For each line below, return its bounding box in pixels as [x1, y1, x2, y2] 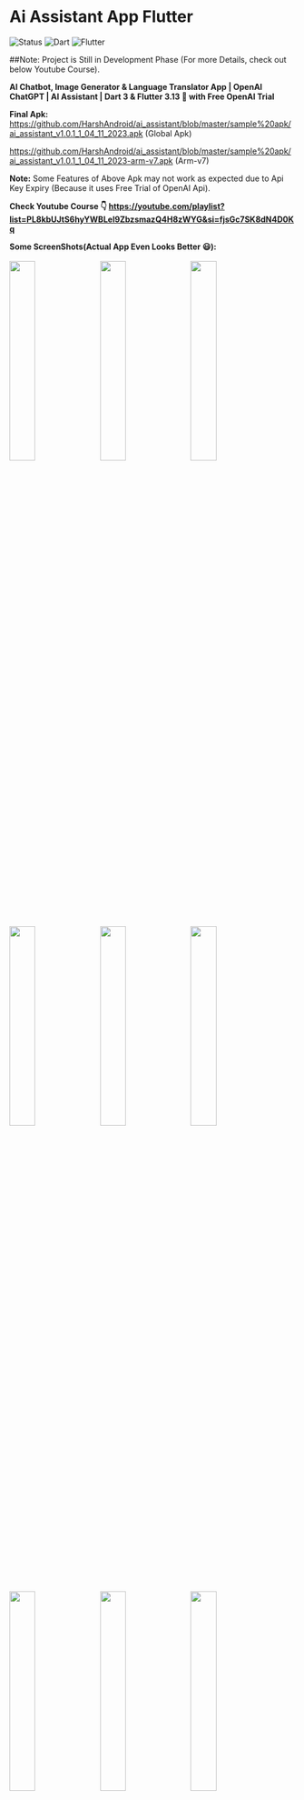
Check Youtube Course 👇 [9, 200, 107, 211]
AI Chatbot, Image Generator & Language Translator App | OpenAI [9, 81, 263, 92]
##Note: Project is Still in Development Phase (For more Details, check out [9, 54, 288, 65]
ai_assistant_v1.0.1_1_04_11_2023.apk [9, 127, 143, 138]
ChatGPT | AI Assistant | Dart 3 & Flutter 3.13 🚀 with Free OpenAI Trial [9, 91, 275, 102]
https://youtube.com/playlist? [108, 200, 225, 211]
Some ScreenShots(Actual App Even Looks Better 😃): [9, 241, 217, 252]
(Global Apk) [144, 127, 192, 138]
